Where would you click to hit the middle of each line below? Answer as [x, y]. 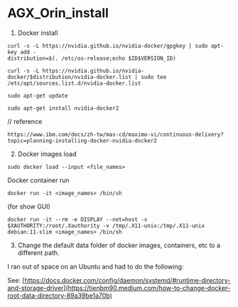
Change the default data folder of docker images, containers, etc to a [119, 245]
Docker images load [47, 154]
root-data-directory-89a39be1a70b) [60, 295]
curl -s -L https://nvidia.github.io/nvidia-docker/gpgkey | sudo [108, 46]
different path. [38, 253]
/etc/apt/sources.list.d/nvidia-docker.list [74, 83]
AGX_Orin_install [58, 13]
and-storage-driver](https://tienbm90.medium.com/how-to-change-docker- [119, 288]
